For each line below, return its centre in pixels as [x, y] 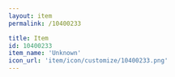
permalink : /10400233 [45, 24]
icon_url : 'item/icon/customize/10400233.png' [88, 61]
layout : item [30, 16]
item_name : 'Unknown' [45, 53]
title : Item [28, 38]
